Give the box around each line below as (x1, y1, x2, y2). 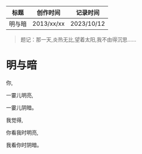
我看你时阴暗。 (6, 141, 42, 148)
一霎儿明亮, (6, 91, 34, 98)
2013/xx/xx (32, 20, 65, 28)
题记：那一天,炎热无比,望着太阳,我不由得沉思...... (20, 36, 137, 43)
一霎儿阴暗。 (6, 104, 37, 111)
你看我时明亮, (6, 129, 39, 136)
